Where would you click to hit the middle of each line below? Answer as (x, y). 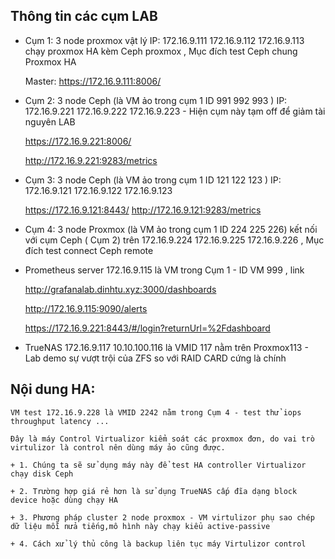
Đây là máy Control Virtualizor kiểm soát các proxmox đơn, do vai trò (162, 439)
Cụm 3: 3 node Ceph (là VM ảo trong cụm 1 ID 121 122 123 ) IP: (153, 180)
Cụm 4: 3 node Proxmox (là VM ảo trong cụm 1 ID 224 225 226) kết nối (171, 229)
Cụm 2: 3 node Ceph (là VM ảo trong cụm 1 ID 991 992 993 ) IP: (156, 100)
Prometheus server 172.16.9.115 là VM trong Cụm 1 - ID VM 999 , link (164, 270)
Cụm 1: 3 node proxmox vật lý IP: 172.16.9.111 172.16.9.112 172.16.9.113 (164, 40)
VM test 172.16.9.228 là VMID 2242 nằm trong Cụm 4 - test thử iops (156, 412)
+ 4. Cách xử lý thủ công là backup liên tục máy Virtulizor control (158, 544)
